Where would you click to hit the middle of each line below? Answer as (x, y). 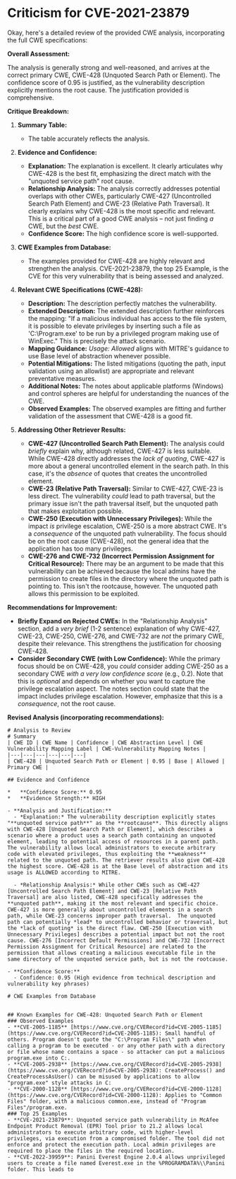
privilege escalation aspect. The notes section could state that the (113, 688)
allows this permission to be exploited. (83, 593)
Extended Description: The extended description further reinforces (126, 311)
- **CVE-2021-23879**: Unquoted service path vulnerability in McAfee (113, 1120)
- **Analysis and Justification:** (60, 811)
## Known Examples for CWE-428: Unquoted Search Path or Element (105, 1015)
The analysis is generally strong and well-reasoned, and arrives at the (108, 67)
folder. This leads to (41, 1169)
